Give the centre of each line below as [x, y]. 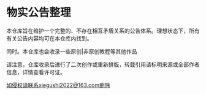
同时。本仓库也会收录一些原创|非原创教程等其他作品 [72, 51]
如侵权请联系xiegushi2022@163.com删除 [58, 85]
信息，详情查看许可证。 [36, 72]
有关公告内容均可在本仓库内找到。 [49, 38]
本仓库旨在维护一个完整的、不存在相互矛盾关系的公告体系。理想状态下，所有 [103, 31]
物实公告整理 [39, 13]
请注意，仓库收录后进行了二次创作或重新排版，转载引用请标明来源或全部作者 [103, 64]
